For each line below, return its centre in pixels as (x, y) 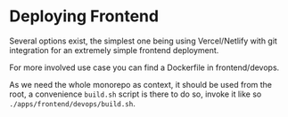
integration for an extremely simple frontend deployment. (114, 50)
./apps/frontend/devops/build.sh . (72, 103)
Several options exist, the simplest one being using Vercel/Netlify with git (144, 41)
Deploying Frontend (84, 16)
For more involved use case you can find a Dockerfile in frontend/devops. (144, 67)
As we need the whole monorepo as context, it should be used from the (141, 84)
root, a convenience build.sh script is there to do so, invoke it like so (136, 94)
